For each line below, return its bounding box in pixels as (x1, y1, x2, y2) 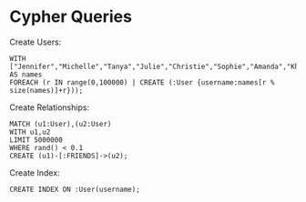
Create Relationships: (9, 102, 89, 113)
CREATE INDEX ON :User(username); (9, 185, 141, 194)
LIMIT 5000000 (9, 135, 64, 145)
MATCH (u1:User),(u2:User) (9, 119, 112, 128)
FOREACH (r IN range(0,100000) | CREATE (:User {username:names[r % (9, 77, 275, 87)
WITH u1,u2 (9, 127, 51, 136)
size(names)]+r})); (9, 86, 84, 95)
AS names (9, 70, 43, 79)
